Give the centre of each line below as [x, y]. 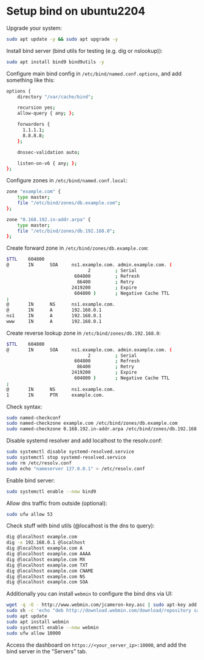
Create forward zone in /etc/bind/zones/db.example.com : [77, 248]
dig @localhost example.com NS [46, 576]
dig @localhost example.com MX [46, 559]
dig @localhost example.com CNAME [50, 571]
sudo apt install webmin [38, 622]
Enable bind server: [31, 480]
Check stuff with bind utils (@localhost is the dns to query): [80, 526]
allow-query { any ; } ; [46, 114]
